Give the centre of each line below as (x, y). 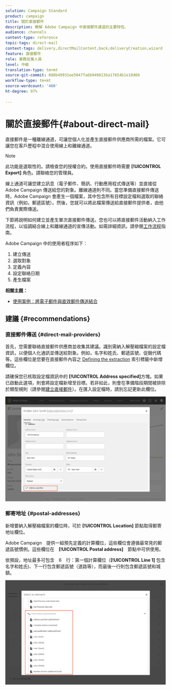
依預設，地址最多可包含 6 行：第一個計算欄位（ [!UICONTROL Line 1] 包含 (85, 560)
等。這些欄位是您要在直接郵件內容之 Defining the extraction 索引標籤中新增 (84, 360)
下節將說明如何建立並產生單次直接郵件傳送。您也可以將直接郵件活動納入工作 (85, 219)
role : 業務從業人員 (24, 59)
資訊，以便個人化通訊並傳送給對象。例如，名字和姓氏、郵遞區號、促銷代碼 (83, 353)
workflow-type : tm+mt (28, 81)
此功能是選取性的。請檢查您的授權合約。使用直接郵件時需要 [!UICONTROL (83, 166)
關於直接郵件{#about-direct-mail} (77, 124)
